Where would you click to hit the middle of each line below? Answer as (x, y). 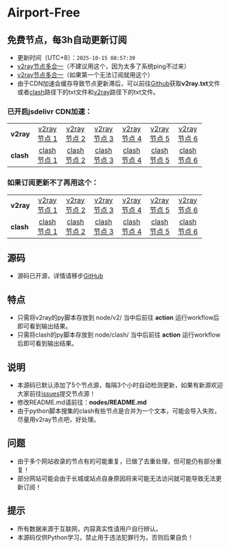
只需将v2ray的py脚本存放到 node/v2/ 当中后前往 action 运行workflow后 (118, 317)
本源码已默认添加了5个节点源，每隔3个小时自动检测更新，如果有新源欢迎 (120, 385)
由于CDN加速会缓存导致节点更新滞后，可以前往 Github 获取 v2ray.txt (112, 83)
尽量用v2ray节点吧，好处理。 (58, 420)
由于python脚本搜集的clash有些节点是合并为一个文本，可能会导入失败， (119, 411)
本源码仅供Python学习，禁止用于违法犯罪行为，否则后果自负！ (105, 537)
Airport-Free (44, 13)
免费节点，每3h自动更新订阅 (67, 40)
